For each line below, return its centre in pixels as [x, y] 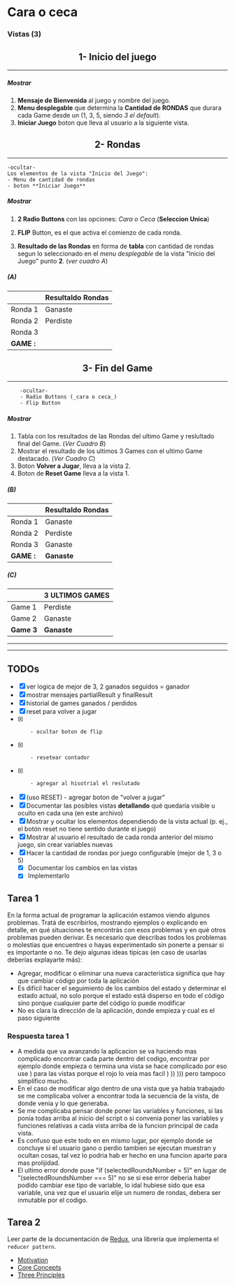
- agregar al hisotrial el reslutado [85, 784]
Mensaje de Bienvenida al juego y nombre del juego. [94, 100]
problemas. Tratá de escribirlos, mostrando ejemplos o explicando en [107, 922]
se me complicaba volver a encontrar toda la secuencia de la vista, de [118, 1096]
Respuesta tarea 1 [38, 1036]
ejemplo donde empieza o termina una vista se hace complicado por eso [122, 1066]
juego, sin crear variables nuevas [65, 845]
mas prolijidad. [38, 1163]
